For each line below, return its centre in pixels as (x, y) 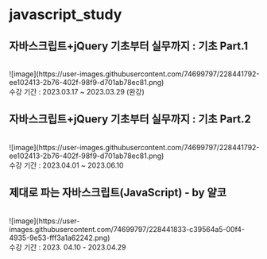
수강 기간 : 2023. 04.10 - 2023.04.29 (68, 247)
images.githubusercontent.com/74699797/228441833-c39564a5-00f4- (127, 229)
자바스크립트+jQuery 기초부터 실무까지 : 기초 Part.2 (130, 120)
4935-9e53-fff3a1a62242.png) (60, 238)
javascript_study (66, 15)
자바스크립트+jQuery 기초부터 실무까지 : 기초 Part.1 (129, 46)
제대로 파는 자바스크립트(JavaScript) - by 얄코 (118, 193)
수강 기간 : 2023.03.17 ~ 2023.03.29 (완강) (77, 92)
